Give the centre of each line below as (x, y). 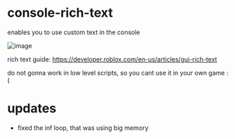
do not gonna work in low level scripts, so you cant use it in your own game (116, 73)
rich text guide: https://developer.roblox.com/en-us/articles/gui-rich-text (112, 59)
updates (32, 109)
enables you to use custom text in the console (74, 32)
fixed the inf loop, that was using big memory (83, 128)
